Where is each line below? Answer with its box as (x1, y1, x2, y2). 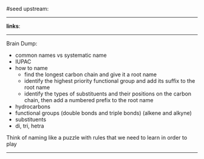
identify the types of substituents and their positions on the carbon (24, 90, 192, 97)
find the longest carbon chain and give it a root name (24, 71, 157, 78)
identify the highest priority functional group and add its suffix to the (24, 77, 195, 84)
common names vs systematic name (15, 51, 107, 59)
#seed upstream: (6, 5, 49, 12)
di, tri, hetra (15, 122, 44, 129)
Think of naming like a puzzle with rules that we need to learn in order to (6, 134, 188, 141)
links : (6, 22, 21, 30)
